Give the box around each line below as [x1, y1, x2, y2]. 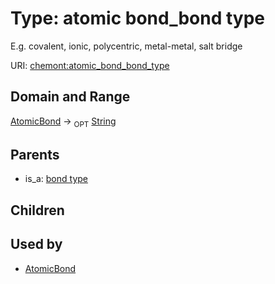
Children [10, 202, 65, 219]
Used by [10, 236, 63, 253]
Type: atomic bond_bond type [10, 7, 266, 30]
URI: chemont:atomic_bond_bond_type [10, 59, 170, 71]
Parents [10, 146, 60, 163]
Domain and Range [10, 88, 131, 106]
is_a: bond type [24, 173, 89, 185]
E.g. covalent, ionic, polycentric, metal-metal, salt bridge [10, 40, 243, 52]
